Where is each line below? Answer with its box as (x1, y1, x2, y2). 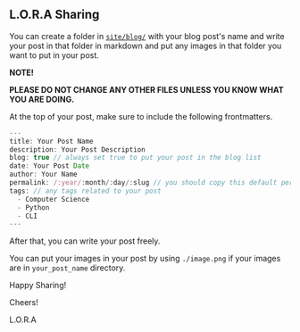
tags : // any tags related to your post (9, 187, 162, 195)
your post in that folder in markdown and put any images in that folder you (9, 40, 282, 51)
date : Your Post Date (9, 162, 90, 170)
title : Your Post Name (9, 137, 94, 145)
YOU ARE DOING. (9, 94, 75, 104)
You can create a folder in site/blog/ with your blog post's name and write (9, 30, 285, 41)
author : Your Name (9, 170, 78, 179)
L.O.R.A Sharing (9, 7, 100, 22)
